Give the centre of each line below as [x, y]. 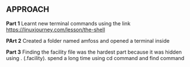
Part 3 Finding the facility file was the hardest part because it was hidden [94, 52]
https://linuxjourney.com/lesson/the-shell [56, 29]
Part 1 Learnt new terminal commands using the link [68, 23]
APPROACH [28, 10]
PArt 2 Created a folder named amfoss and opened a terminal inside [88, 40]
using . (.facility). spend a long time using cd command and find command [95, 58]
